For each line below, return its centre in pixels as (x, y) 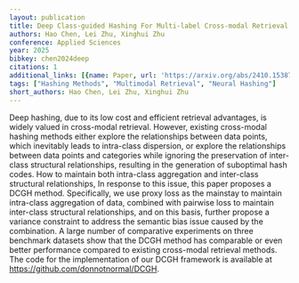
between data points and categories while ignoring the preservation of (138, 155)
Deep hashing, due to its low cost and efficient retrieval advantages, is (138, 117)
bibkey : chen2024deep (49, 59)
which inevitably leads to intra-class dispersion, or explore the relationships (148, 146)
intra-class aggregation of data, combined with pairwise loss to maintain (141, 202)
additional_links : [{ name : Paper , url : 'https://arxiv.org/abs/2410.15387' (153, 76)
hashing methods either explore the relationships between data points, (138, 136)
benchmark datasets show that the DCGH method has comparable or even (146, 240)
